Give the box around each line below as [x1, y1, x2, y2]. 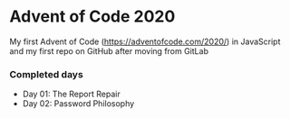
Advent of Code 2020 [9, 6, 176, 27]
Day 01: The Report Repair [22, 88, 121, 100]
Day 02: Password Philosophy [22, 98, 135, 109]
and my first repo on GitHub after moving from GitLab [9, 45, 208, 56]
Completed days [9, 68, 83, 80]
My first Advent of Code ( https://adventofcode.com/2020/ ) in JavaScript [9, 36, 281, 47]
